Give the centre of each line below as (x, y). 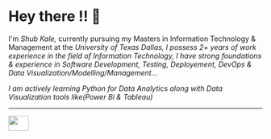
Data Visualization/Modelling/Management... (83, 72)
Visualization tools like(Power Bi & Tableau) (81, 96)
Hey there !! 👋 (54, 16)
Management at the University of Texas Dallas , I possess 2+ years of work (132, 47)
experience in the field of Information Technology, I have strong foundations (135, 55)
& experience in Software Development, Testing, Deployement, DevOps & (130, 64)
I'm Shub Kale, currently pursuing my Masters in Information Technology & (132, 39)
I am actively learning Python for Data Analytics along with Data (116, 88)
